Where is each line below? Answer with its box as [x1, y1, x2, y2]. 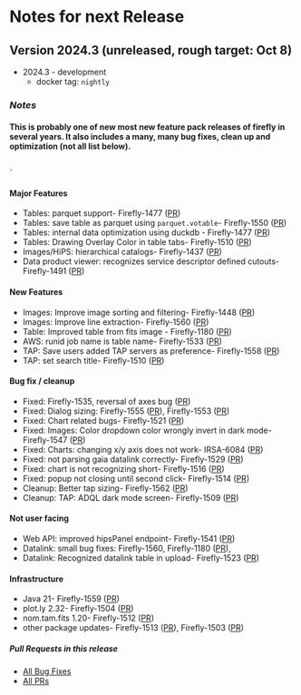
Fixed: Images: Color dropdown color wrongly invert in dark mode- [22, 425, 272, 436]
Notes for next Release [9, 6, 185, 27]
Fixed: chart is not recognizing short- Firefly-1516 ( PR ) [22, 463, 225, 474]
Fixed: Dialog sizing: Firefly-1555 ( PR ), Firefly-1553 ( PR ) [22, 406, 230, 416]
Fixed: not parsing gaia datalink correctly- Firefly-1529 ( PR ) [22, 454, 244, 465]
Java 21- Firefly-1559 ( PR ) [22, 593, 120, 604]
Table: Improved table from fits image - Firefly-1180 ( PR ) [22, 326, 233, 337]
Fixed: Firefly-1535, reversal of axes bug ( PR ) [22, 396, 191, 406]
